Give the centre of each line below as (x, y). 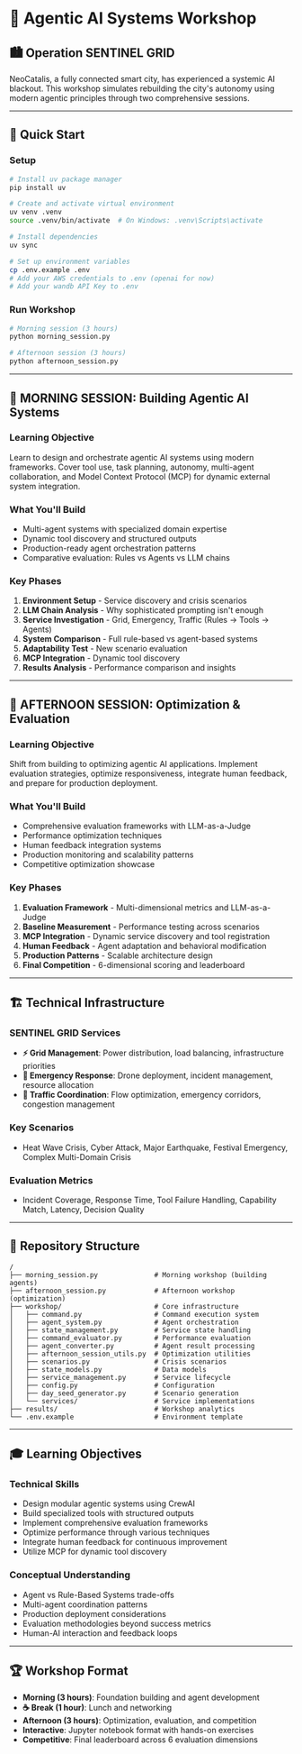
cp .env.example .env (50, 269)
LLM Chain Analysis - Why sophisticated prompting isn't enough (142, 610)
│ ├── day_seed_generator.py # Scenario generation (124, 1393)
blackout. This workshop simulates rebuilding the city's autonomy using (142, 88)
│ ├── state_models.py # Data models (108, 1369)
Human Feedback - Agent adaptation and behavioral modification (144, 946)
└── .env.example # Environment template (126, 1417)
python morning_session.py (60, 337)
